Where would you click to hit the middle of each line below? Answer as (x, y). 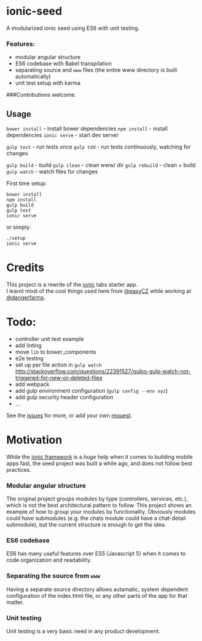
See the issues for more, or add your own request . (69, 415)
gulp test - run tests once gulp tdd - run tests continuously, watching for (99, 147)
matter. (15, 602)
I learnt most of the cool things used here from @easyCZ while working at (99, 291)
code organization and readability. (49, 560)
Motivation (34, 440)
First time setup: (27, 183)
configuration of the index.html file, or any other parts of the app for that (97, 595)
